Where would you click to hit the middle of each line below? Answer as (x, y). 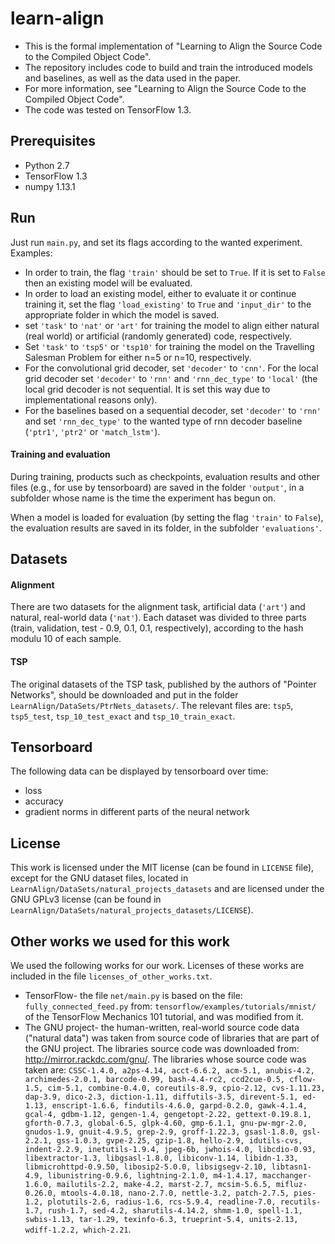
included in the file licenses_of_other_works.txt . (111, 976)
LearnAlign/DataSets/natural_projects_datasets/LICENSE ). (132, 910)
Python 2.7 (47, 165)
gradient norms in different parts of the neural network (137, 812)
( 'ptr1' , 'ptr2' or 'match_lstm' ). (92, 431)
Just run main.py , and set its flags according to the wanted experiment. (156, 242)
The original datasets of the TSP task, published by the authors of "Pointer (163, 684)
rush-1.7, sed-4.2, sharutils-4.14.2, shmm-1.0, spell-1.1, (175, 1211)
